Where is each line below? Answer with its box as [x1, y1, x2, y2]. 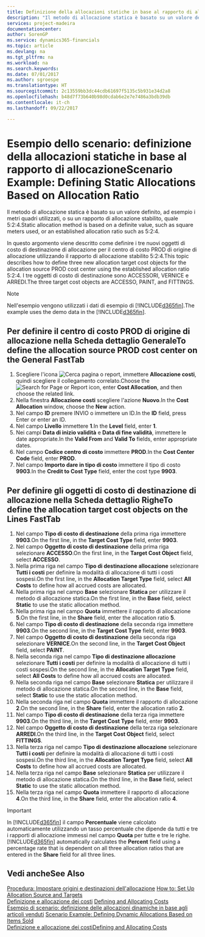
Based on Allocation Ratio [7, 188, 139, 202]
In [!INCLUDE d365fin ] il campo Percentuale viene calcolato [7, 819, 157, 826]
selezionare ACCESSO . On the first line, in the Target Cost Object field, [15, 549, 193, 557]
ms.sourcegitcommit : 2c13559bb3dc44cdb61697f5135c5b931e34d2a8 [7, 88, 171, 94]
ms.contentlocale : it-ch [7, 99, 70, 105]
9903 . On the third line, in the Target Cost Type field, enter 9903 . [15, 717, 180, 725]
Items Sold [7, 917, 34, 924]
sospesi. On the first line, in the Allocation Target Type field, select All [15, 576, 191, 583]
